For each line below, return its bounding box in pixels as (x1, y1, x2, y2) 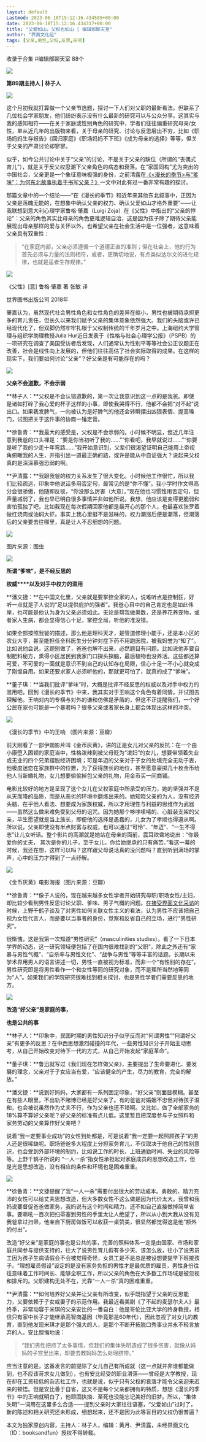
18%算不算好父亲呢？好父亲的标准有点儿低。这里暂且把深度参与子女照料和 (6, 1111, 195, 1119)
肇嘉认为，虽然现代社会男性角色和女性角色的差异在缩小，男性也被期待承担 (6, 309, 194, 316)
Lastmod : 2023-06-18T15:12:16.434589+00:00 (6, 15, 120, 21)
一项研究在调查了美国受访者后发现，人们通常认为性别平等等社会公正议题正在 (6, 340, 200, 347)
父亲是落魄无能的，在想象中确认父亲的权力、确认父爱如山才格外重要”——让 (6, 199, 197, 206)
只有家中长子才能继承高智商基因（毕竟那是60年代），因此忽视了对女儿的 (11, 1313, 193, 1321)
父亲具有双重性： (6, 230, 50, 237)
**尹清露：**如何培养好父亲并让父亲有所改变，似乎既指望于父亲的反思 (6, 1291, 184, 1297)
